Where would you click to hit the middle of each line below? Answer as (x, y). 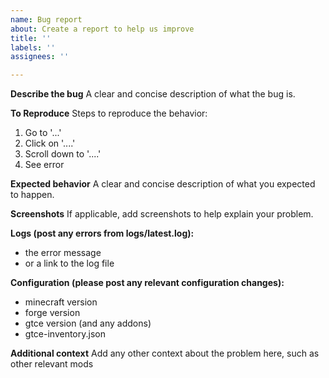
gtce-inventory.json (65, 334)
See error (44, 165)
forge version (52, 313)
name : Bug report (46, 19)
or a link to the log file (69, 263)
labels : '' (33, 47)
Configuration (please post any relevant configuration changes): (147, 283)
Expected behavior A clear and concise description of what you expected (163, 184)
